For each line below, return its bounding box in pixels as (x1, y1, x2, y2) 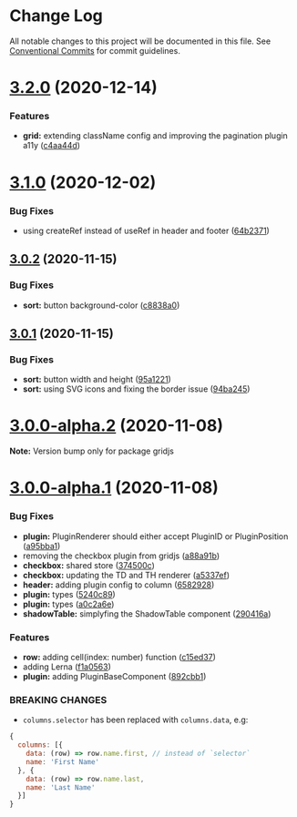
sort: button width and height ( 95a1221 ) (22, 374, 171, 385)
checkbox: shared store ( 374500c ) (22, 559, 155, 570)
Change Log (9, 5, 103, 26)
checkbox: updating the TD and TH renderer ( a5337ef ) (22, 569, 230, 580)
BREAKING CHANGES (9, 693, 108, 706)
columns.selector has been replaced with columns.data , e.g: (22, 714, 249, 725)
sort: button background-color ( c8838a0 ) (22, 300, 180, 311)
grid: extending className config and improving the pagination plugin (22, 130, 289, 141)
